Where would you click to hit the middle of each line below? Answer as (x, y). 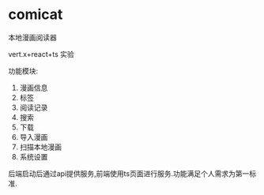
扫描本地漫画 (40, 147)
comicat (36, 15)
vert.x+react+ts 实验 (41, 54)
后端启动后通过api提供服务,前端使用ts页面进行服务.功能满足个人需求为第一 (129, 173)
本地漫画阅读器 (32, 37)
